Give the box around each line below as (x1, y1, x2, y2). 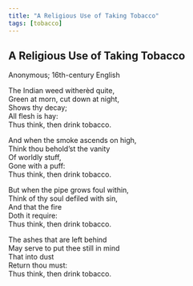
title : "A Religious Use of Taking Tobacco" (8, 11, 159, 20)
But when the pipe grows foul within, (8, 186, 130, 195)
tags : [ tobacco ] (8, 19, 62, 27)
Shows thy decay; (8, 103, 68, 112)
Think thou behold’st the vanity (8, 144, 111, 153)
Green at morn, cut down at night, (8, 94, 120, 104)
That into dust (8, 252, 54, 262)
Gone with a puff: (8, 161, 66, 171)
